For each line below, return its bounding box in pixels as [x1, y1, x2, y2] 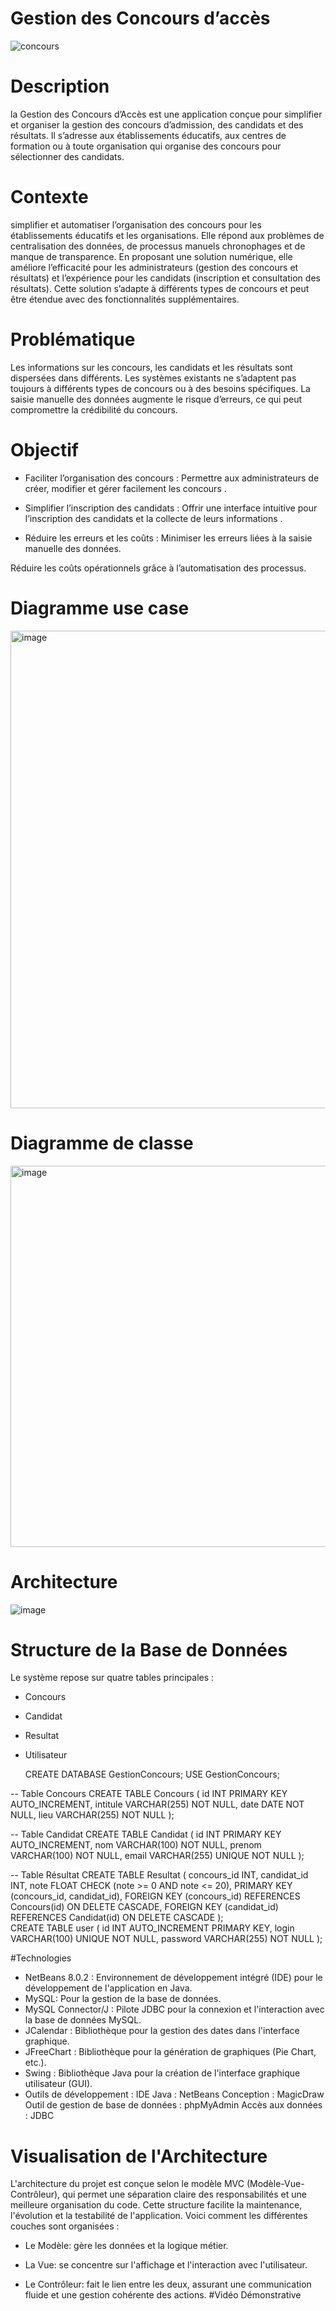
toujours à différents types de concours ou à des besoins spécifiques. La [10, 382, 311, 394]
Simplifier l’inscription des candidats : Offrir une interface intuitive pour [24, 502, 318, 514]
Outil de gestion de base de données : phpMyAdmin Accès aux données [24, 2099, 323, 2111]
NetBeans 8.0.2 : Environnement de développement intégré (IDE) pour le [24, 1972, 323, 1984]
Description [10, 75, 110, 98]
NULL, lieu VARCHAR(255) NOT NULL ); [10, 1809, 175, 1821]
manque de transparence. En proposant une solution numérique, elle [10, 250, 293, 262]
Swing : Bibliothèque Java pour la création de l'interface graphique [24, 2067, 301, 2079]
